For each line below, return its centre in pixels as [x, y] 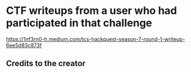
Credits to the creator [46, 64]
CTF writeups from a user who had [91, 11]
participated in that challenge [79, 23]
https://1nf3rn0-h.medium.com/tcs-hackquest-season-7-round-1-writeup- [95, 39]
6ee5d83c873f [24, 45]
